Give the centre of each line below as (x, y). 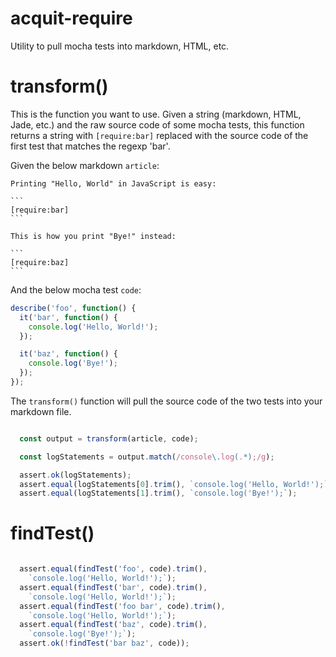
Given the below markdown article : (85, 165)
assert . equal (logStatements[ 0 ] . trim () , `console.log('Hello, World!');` (174, 484)
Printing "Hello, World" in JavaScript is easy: (113, 183)
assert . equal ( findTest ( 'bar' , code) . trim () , (113, 587)
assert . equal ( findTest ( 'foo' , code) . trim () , (113, 569)
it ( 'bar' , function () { (68, 317)
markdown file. (41, 411)
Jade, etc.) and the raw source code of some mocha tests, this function (157, 124)
